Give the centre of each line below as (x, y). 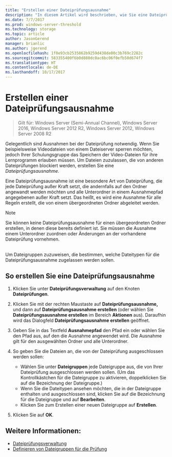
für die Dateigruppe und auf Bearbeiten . (63, 399)
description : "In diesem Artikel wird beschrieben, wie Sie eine (76, 15)
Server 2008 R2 (35, 134)
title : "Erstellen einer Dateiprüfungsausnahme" (58, 10)
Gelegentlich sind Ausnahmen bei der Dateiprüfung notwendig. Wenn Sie (82, 143)
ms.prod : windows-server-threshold (43, 24)
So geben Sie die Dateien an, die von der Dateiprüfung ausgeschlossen (88, 351)
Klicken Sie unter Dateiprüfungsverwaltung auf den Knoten (76, 288)
